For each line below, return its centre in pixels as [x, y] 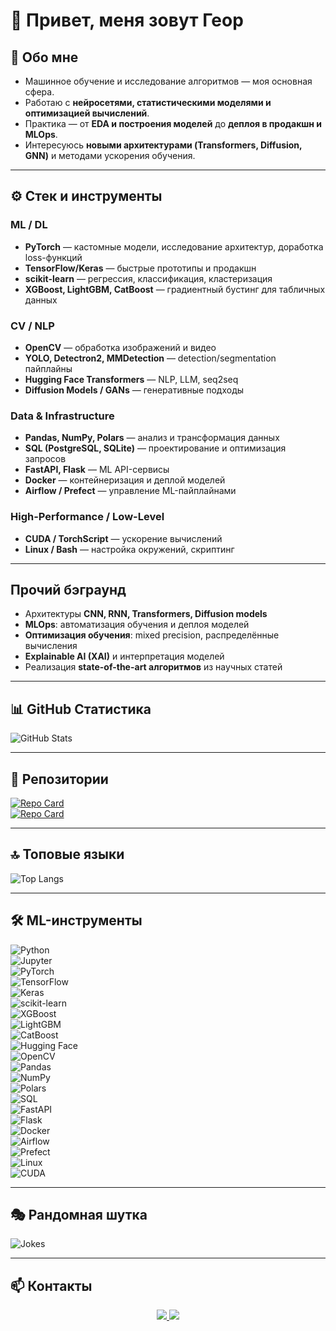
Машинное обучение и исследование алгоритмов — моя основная [168, 81]
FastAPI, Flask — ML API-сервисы [97, 470]
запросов [45, 459]
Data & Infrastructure [62, 416]
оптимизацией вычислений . [87, 113]
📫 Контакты [51, 1285]
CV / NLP [32, 326]
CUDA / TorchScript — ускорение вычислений [123, 538]
